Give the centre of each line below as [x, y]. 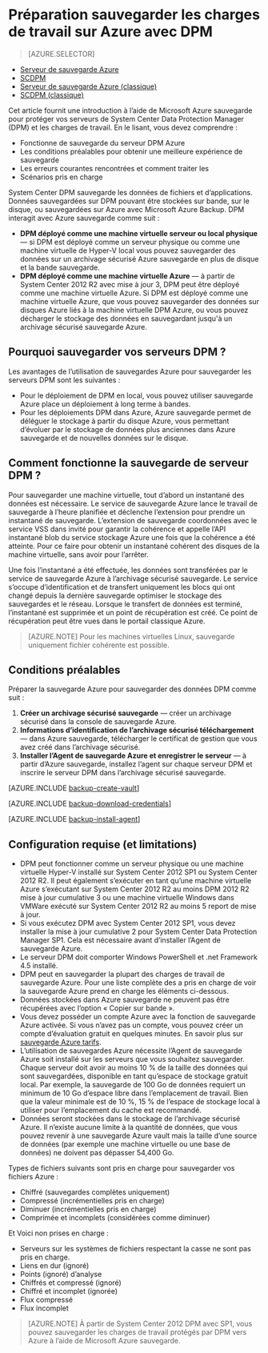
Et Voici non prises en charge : [59, 1233]
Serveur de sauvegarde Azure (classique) [88, 86]
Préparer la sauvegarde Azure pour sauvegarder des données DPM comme [132, 689]
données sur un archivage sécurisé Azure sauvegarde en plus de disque [139, 258]
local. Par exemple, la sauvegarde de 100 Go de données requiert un [133, 1085]
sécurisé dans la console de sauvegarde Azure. [98, 722]
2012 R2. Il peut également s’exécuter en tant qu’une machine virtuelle [136, 881]
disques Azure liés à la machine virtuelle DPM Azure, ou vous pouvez [134, 310]
